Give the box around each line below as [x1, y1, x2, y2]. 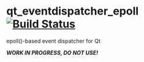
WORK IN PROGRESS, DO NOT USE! [6, 49, 99, 56]
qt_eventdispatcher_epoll [6, 4, 139, 18]
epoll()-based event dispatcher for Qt [6, 37, 101, 44]
